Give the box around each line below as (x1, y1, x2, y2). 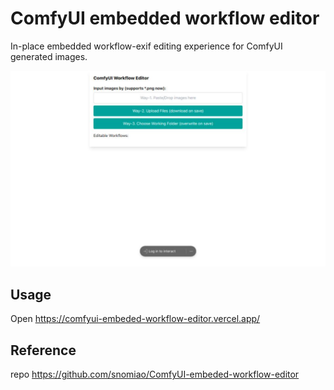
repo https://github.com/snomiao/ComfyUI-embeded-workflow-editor (10, 368, 300, 381)
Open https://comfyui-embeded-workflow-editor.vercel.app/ (10, 313, 261, 325)
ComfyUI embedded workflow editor (10, 7, 320, 30)
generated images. (10, 50, 88, 62)
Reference (10, 342, 77, 359)
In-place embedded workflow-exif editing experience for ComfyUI (10, 40, 283, 52)
